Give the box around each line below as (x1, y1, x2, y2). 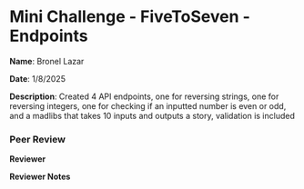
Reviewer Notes (9, 171, 71, 183)
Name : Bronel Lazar (9, 55, 85, 66)
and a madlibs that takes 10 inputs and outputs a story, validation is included (9, 110, 296, 121)
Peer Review (9, 133, 66, 145)
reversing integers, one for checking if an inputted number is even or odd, (9, 100, 287, 111)
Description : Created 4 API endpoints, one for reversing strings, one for (9, 91, 279, 102)
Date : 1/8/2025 (9, 73, 66, 84)
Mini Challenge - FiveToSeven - (9, 6, 250, 27)
